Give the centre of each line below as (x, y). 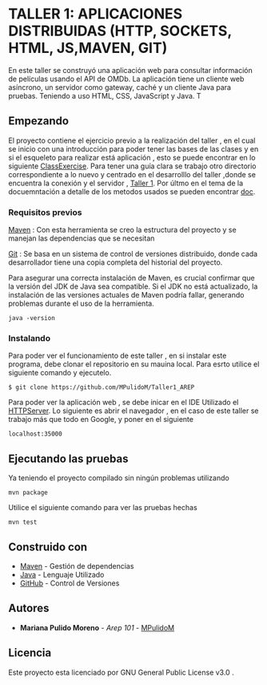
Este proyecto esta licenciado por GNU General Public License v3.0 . (121, 672)
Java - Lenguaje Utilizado (62, 574)
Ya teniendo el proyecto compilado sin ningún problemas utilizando (119, 478)
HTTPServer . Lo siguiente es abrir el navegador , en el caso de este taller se (133, 411)
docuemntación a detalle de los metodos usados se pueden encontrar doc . (132, 191)
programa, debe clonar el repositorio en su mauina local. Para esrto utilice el (134, 364)
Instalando (29, 338)
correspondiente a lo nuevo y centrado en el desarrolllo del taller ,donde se (132, 174)
